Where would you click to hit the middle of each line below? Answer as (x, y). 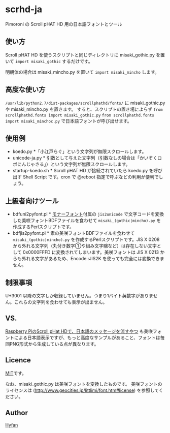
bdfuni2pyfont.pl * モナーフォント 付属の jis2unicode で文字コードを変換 (88, 214)
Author (16, 413)
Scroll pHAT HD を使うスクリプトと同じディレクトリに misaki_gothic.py (80, 55)
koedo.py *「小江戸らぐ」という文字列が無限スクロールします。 (79, 151)
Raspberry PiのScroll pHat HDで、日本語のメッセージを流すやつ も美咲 (79, 331)
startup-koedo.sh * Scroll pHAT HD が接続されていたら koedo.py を (83, 171)
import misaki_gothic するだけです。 (54, 61)
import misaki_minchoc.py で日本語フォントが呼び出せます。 (69, 121)
